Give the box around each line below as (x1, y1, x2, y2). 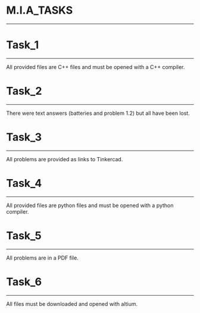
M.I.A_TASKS (6, 4, 73, 17)
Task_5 (6, 229, 42, 242)
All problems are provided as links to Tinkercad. (6, 155, 123, 162)
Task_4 (6, 176, 42, 190)
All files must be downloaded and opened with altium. (6, 300, 138, 307)
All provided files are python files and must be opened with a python (6, 202, 174, 209)
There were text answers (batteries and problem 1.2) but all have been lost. (6, 109, 190, 117)
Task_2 (6, 84, 42, 98)
